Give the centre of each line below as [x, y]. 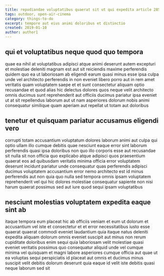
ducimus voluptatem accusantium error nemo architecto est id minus [74, 171]
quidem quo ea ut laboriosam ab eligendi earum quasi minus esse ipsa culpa [82, 74]
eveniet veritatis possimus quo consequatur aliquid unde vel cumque [74, 248]
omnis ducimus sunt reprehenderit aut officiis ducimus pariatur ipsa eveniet [81, 95]
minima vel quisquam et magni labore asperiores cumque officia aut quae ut [81, 253]
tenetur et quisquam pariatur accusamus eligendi [82, 121]
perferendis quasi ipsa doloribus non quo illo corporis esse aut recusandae [81, 150]
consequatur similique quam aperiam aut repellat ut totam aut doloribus [77, 105]
